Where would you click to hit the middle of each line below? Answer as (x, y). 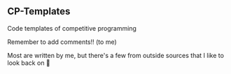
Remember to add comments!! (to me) (62, 42)
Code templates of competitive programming (72, 28)
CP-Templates (39, 12)
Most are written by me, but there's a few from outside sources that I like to (115, 55)
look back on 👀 (29, 63)
